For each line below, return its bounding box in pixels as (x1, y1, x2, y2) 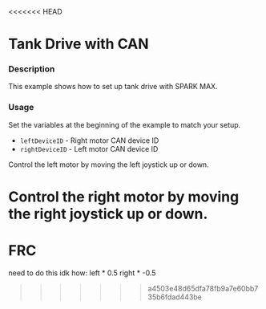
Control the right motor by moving (8, 188, 240, 205)
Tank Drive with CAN (8, 35, 150, 53)
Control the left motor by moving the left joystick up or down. (8, 160, 210, 169)
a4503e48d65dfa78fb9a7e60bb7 (147, 283, 259, 293)
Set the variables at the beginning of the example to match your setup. (8, 120, 241, 129)
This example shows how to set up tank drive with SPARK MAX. (8, 82, 218, 91)
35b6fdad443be (147, 292, 203, 302)
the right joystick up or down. (8, 205, 208, 223)
